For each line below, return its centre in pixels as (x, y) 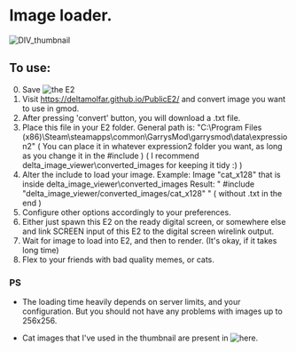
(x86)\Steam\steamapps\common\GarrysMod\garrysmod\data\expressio (155, 136)
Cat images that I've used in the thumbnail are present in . (140, 338)
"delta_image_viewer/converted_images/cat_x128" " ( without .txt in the (152, 193)
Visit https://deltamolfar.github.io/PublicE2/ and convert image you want (154, 99)
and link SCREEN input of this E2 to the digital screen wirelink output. (148, 231)
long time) (40, 250)
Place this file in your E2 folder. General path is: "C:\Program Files (142, 127)
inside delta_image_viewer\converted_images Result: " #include (138, 184)
